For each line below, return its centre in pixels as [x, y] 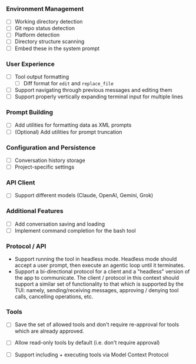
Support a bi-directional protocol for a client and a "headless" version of [102, 272]
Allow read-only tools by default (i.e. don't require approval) [87, 343]
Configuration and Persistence [51, 147]
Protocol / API [26, 246]
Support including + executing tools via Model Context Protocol [92, 355]
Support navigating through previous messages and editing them [93, 90]
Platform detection [37, 35]
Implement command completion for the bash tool [75, 230]
